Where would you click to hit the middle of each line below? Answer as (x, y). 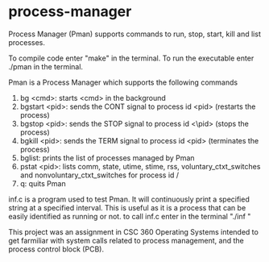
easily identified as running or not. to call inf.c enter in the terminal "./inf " (130, 216)
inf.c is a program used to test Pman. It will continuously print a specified (129, 199)
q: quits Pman (43, 183)
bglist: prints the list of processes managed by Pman (107, 158)
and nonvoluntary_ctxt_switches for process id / (99, 175)
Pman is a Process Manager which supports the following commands (123, 82)
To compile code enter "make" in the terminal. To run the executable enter (131, 58)
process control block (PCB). (56, 249)
